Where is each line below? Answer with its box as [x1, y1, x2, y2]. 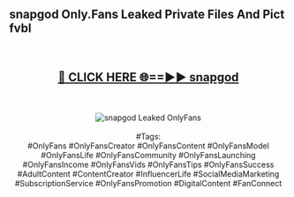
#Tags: [135, 131, 162, 141]
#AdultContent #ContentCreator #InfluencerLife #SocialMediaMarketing [17, 168, 280, 179]
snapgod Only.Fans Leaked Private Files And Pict [9, 7, 285, 22]
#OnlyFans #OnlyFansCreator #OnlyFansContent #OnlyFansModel [27, 140, 269, 151]
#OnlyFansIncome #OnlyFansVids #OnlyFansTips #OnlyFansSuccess [22, 159, 275, 170]
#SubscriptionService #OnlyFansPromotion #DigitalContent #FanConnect [14, 178, 283, 188]
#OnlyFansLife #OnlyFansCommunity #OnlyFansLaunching [41, 149, 256, 160]
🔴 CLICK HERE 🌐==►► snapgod [57, 70, 239, 85]
